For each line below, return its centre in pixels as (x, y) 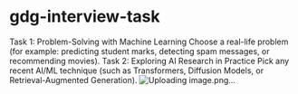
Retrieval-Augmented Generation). (73, 80)
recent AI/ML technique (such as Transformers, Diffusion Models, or (137, 70)
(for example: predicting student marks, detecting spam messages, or (139, 51)
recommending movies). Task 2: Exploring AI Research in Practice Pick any (149, 61)
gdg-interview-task (85, 17)
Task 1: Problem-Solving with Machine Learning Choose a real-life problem (149, 42)
